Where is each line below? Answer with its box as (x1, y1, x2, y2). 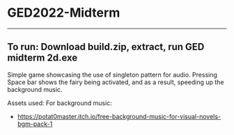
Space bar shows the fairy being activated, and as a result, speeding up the (7, 78, 224, 86)
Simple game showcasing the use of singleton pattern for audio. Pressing (7, 70, 218, 79)
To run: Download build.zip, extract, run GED (7, 41, 205, 53)
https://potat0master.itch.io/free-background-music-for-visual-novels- (17, 112, 221, 120)
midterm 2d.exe (7, 52, 78, 64)
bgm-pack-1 (17, 120, 53, 128)
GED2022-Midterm (7, 5, 120, 21)
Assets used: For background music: (7, 99, 113, 107)
